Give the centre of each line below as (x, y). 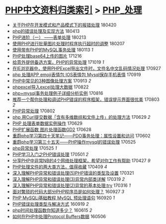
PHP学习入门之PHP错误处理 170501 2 (50, 154)
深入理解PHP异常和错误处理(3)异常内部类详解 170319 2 (69, 179)
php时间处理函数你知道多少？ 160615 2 (52, 210)
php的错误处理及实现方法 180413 (46, 31)
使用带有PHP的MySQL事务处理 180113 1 (53, 50)
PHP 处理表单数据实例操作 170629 (47, 123)
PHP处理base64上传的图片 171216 (47, 56)
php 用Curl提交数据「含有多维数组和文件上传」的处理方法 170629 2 (81, 117)
